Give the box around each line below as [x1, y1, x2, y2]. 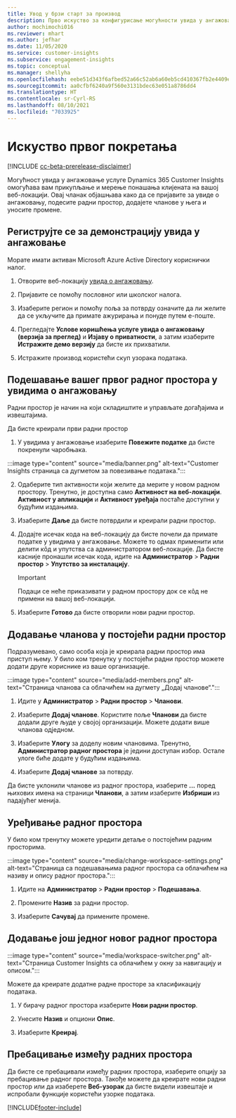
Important [17, 574, 46, 582]
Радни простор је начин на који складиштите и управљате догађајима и [7, 404, 224, 412]
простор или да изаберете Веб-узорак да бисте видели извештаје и [7, 1082, 213, 1091]
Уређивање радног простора [7, 816, 143, 828]
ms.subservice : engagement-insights [7, 56, 114, 63]
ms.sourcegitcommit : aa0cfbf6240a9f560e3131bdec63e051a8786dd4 [7, 82, 197, 89]
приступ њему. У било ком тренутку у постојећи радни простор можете [7, 655, 225, 663]
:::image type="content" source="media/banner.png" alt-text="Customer [7, 459, 219, 468]
